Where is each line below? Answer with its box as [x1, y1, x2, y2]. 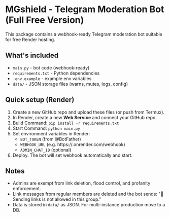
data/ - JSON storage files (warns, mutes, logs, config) [12, 81, 128, 87]
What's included [5, 51, 59, 60]
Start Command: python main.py [12, 125, 80, 131]
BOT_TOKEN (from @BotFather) [20, 136, 81, 142]
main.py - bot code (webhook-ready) [12, 64, 90, 70]
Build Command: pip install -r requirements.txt [12, 120, 119, 126]
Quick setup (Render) [5, 95, 75, 104]
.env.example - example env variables [12, 75, 92, 82]
